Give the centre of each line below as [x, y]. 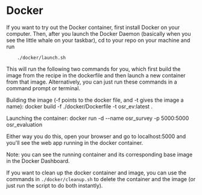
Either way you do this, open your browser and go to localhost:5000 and [96, 136]
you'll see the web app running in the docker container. [75, 142]
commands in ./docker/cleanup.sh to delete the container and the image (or [101, 179]
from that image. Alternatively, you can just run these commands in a [92, 82]
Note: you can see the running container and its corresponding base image [99, 154]
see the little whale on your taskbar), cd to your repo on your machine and [98, 40]
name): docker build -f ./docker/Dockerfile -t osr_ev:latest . [79, 106]
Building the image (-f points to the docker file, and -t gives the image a [95, 100]
